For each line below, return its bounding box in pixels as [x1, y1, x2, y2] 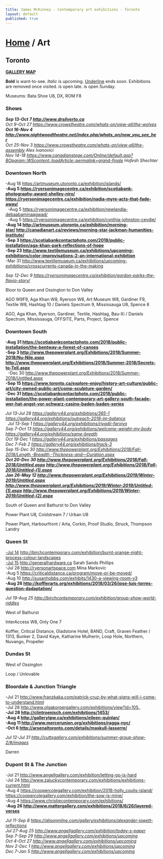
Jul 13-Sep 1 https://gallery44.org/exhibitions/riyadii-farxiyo [7, 421, 128, 427]
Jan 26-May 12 [5, 472, 37, 478]
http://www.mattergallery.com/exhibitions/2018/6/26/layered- [23, 803, 153, 809]
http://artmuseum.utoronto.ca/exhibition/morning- [22, 222, 128, 227]
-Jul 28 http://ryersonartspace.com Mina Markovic [5, 565, 106, 570]
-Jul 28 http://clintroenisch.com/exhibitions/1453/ [5, 710, 109, 715]
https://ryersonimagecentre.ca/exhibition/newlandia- [22, 206, 128, 212]
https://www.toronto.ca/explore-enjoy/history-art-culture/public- [22, 380, 158, 386]
